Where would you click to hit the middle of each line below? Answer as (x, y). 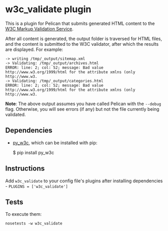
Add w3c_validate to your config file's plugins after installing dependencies (84, 181)
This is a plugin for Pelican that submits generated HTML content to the (80, 23)
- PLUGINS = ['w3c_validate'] (37, 186)
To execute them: (23, 214)
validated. (16, 114)
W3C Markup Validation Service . (39, 28)
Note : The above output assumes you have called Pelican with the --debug (83, 104)
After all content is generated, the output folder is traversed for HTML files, (84, 39)
